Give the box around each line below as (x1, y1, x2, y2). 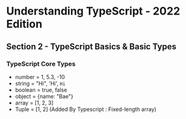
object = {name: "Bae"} (15, 92, 74, 100)
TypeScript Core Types (6, 59, 76, 68)
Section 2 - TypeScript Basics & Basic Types (6, 41, 177, 52)
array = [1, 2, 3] (15, 99, 54, 106)
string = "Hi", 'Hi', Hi (15, 80, 65, 87)
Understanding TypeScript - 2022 (6, 4, 181, 18)
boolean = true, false (15, 86, 68, 93)
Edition (6, 17, 42, 31)
